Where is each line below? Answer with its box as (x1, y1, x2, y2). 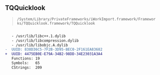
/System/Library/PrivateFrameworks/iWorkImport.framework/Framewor (16, 16, 156, 21)
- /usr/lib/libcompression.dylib (11, 38, 79, 43)
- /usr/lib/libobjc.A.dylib (11, 43, 68, 47)
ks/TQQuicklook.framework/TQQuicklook (16, 21, 95, 26)
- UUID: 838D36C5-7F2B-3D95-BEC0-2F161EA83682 (5, 47, 103, 52)
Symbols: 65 (11, 60, 40, 66)
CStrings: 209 (11, 65, 42, 70)
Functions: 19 (11, 56, 40, 61)
